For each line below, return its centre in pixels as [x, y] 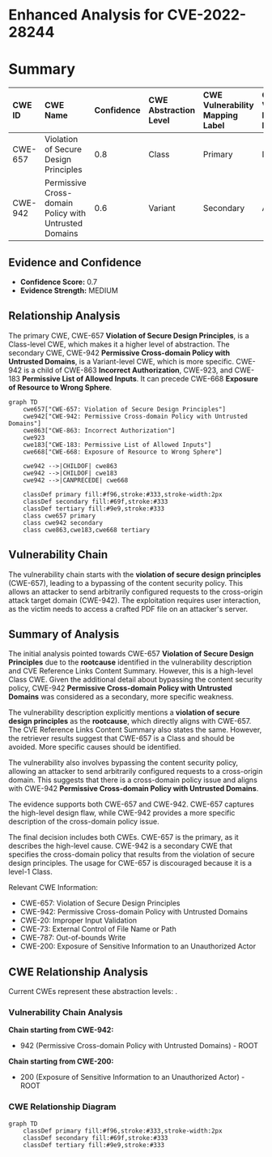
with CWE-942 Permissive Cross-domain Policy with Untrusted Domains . [134, 789]
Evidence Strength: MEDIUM [69, 290]
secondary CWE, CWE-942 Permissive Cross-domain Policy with [119, 353]
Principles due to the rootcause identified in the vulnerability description [130, 662]
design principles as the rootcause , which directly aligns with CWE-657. [130, 721]
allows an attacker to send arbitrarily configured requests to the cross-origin [136, 591]
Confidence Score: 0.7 [59, 282]
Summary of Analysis [64, 634]
